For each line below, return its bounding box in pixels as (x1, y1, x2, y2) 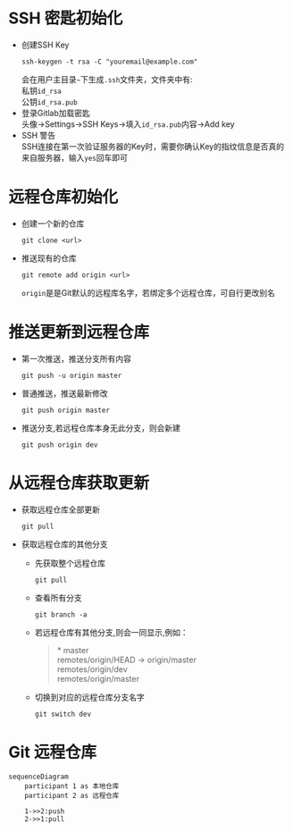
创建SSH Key (21, 39, 70, 50)
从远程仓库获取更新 (8, 473, 150, 492)
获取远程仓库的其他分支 (21, 538, 108, 550)
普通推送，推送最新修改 (21, 388, 108, 399)
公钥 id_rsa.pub (21, 96, 78, 107)
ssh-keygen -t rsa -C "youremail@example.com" (21, 57, 198, 66)
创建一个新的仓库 (21, 218, 85, 229)
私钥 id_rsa (21, 85, 62, 96)
